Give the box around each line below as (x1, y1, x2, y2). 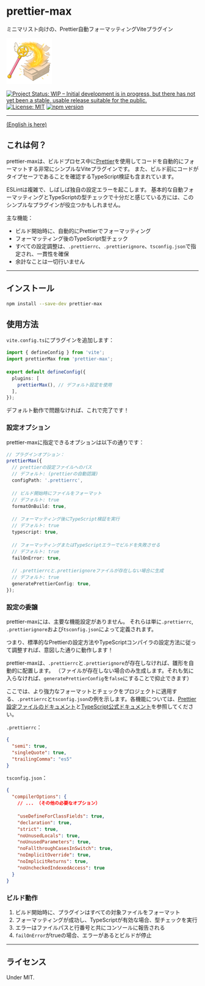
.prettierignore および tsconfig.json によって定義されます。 (6, 626, 157, 633)
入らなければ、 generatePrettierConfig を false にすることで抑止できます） (6, 675, 193, 682)
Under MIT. (6, 973, 35, 981)
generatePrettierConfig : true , (12, 581, 92, 587)
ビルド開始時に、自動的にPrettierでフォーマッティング (15, 227, 151, 234)
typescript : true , (12, 529, 59, 536)
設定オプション (6, 423, 51, 432)
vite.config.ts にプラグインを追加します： (6, 336, 115, 344)
